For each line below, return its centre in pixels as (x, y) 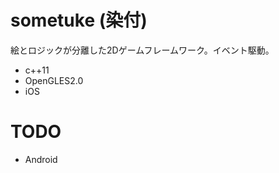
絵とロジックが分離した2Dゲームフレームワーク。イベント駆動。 (142, 50)
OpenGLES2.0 (54, 80)
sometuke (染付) (79, 20)
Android (41, 159)
